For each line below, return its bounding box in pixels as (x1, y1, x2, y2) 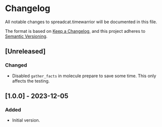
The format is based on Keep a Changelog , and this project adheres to (5, 28, 146, 34)
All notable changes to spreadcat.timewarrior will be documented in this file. (5, 19, 158, 25)
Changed (5, 62, 28, 69)
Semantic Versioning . (5, 33, 48, 39)
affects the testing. (12, 78, 50, 84)
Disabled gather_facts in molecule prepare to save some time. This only (12, 73, 157, 79)
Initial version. (12, 117, 40, 123)
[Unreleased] (5, 47, 46, 56)
